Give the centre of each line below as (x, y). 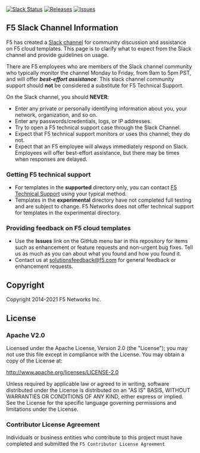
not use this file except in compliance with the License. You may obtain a (95, 354)
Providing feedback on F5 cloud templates (68, 228)
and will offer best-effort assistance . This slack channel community (90, 79)
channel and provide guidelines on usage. (57, 55)
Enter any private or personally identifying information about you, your (101, 108)
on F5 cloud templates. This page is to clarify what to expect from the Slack (99, 48)
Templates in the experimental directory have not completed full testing (103, 200)
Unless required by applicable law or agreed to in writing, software (88, 383)
